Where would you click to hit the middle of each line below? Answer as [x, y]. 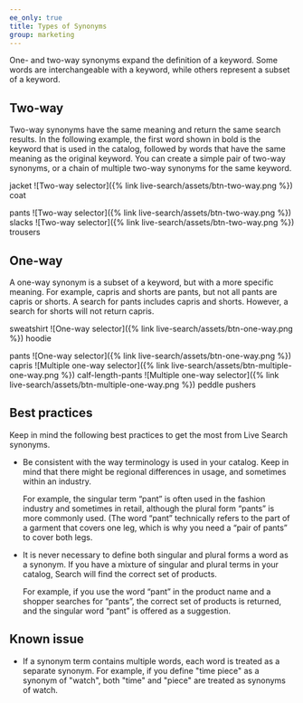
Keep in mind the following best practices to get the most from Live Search [149, 434]
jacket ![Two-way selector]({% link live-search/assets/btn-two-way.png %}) [151, 185]
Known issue [47, 639]
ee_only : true [36, 18]
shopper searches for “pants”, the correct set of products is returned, [152, 601]
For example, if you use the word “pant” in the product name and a [147, 591]
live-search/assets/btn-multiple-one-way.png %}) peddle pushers [133, 385]
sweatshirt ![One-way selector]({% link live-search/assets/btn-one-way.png [151, 328]
